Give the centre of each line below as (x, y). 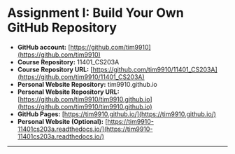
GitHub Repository (62, 28)
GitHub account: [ (44, 47)
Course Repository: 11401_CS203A (68, 62)
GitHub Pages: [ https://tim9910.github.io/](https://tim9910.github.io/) (117, 114)
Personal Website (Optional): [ (62, 121)
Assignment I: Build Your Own (95, 13)
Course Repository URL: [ (55, 69)
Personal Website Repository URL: (69, 92)
